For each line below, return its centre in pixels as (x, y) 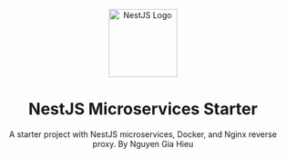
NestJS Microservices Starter (143, 109)
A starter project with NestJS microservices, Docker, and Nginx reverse (143, 134)
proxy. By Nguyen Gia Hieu (143, 143)
